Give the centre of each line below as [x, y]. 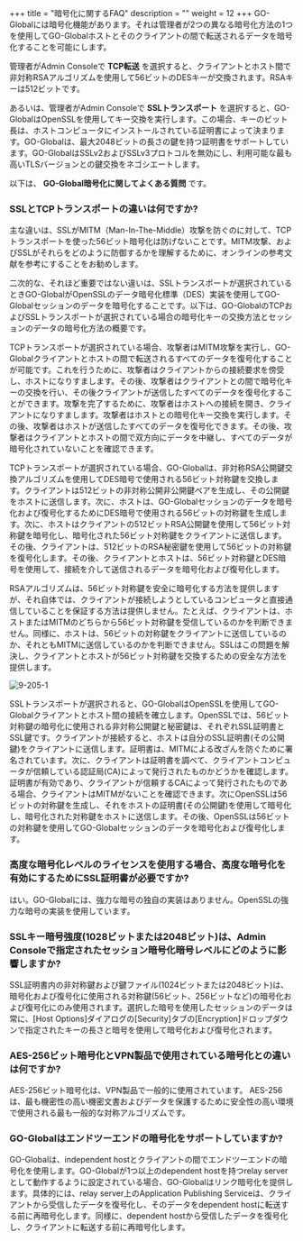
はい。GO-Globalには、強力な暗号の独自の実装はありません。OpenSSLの [145, 899]
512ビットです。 [55, 89]
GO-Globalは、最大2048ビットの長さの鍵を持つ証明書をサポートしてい [156, 141]
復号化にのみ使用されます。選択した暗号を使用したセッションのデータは [159, 1007]
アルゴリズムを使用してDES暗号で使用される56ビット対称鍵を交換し [144, 479]
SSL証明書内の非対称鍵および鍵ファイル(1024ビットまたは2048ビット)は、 [149, 984]
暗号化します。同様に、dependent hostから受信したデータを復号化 [164, 1216]
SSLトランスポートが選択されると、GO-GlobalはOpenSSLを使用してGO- [144, 704]
